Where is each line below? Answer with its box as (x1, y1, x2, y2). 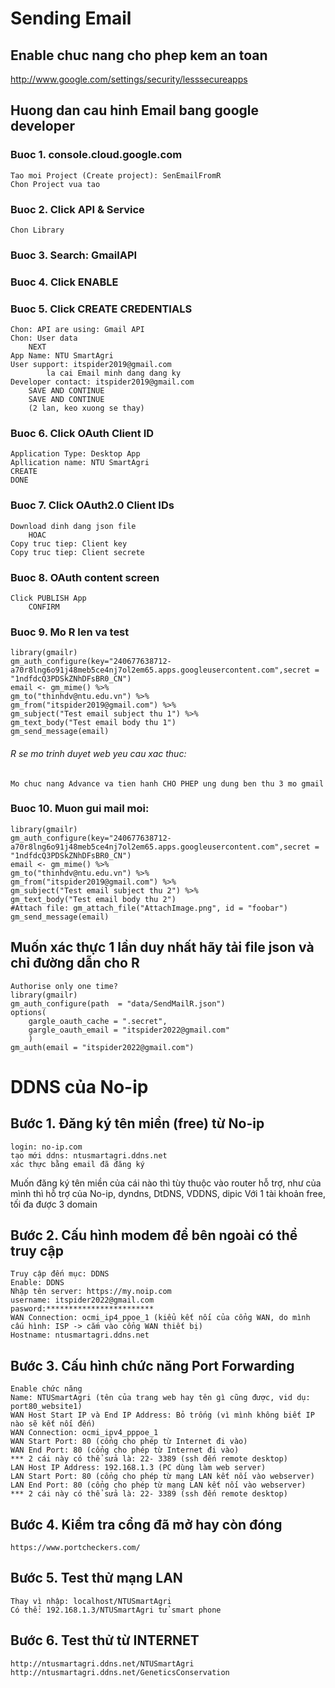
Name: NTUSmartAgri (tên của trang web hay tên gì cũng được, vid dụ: (10, 1393, 311, 1403)
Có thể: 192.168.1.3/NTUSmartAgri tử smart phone (10, 1605, 222, 1615)
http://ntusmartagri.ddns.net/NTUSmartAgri (10, 1658, 195, 1669)
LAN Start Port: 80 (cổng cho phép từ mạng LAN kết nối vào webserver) (10, 1472, 315, 1482)
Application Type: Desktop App (10, 449, 141, 459)
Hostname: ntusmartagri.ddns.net (10, 1330, 150, 1341)
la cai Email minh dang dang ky (46, 368, 182, 379)
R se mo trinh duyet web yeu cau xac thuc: (10, 747, 187, 759)
